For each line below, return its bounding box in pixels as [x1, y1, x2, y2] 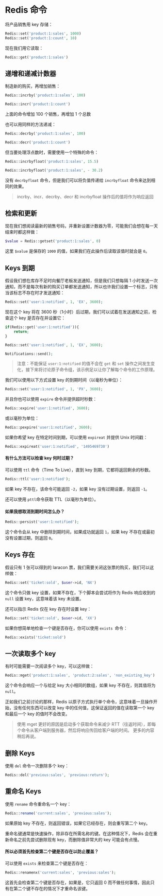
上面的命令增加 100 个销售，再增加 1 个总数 [5, 111, 91, 117]
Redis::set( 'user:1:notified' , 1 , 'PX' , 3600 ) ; [5, 387, 103, 392]
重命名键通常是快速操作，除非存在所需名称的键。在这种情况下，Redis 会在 [5, 830, 154, 836]
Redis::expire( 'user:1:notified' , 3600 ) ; [5, 406, 90, 411]
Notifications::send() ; [5, 351, 53, 356]
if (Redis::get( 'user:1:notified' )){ [5, 325, 79, 330]
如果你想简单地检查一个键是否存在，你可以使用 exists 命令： [5, 625, 128, 631]
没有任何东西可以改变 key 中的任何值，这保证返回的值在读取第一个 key [13, 705, 155, 711]
